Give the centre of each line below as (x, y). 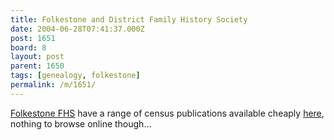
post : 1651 (33, 38)
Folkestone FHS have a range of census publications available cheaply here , (167, 113)
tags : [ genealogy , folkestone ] (75, 76)
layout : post (37, 57)
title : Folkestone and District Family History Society (129, 19)
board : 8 (28, 47)
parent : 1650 (37, 66)
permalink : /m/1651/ (53, 85)
